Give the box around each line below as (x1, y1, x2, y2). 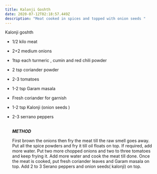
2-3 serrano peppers (12, 114, 54, 120)
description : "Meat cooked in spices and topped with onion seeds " (5, 16, 146, 21)
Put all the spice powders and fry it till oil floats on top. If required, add (12, 143, 152, 149)
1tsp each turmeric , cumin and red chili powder (12, 58, 107, 63)
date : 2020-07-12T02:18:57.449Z (5, 12, 70, 16)
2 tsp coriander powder (12, 67, 59, 73)
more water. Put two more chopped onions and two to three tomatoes (12, 148, 151, 154)
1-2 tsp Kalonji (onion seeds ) (12, 105, 70, 111)
